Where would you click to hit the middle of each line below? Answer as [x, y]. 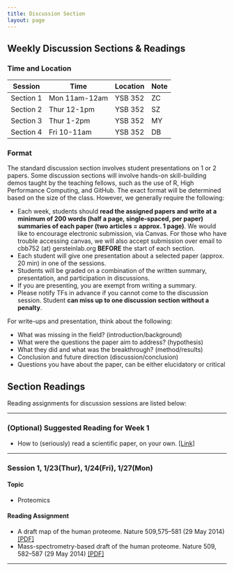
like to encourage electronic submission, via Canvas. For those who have [122, 234]
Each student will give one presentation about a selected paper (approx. [120, 256]
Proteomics [34, 500]
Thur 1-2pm [69, 121]
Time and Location [39, 68]
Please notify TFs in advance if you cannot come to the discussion [113, 293]
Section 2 [26, 110]
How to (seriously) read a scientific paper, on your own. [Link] [106, 443]
